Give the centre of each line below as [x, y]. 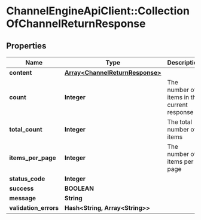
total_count [26, 129]
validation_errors [34, 208]
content [21, 73]
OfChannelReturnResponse [76, 24]
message [22, 198]
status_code [27, 179]
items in [178, 97]
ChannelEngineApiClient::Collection [98, 11]
